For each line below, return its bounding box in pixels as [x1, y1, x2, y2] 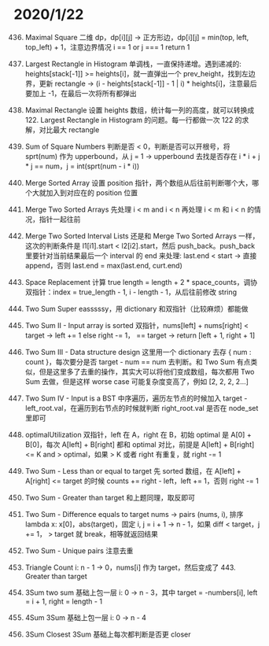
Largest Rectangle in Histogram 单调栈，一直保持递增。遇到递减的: [24, 59, 241, 68]
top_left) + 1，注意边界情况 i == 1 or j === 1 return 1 [24, 42, 190, 52]
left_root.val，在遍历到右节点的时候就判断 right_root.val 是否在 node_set [24, 403, 259, 412]
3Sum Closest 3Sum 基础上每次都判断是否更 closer [24, 629, 192, 639]
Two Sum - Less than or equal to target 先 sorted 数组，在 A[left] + [24, 466, 241, 475]
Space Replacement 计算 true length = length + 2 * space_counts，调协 [24, 277, 258, 286]
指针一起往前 [39, 214, 81, 223]
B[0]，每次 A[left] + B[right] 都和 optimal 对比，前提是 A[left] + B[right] [24, 439, 255, 449]
